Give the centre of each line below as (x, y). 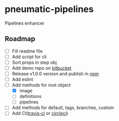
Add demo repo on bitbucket (42, 68)
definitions (30, 96)
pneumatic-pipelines (49, 9)
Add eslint (22, 79)
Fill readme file (27, 51)
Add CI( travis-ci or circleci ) (40, 113)
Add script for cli (29, 57)
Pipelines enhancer (25, 23)
